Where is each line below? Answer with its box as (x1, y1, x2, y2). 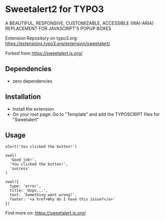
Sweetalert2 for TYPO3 (5, 4, 104, 15)
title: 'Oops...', (9, 188, 48, 193)
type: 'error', (9, 184, 41, 189)
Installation (5, 93, 41, 101)
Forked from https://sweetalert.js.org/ (5, 50, 82, 56)
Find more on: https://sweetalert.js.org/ (5, 210, 86, 216)
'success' (9, 166, 30, 171)
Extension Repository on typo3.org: (5, 35, 78, 41)
